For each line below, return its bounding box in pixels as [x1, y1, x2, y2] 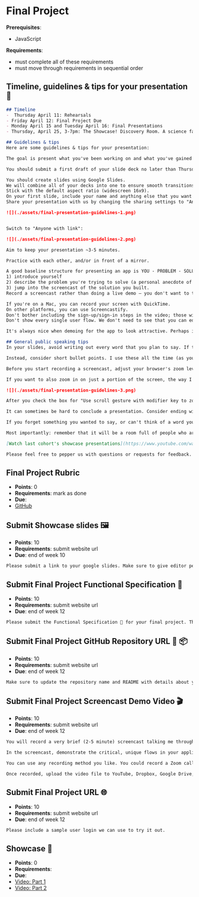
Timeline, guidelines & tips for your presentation [6, 82, 188, 92]
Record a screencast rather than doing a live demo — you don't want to [6, 290, 190, 296]
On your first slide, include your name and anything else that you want [6, 194, 192, 200]
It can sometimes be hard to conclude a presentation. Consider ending [6, 409, 187, 415]
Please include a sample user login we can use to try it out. [6, 827, 166, 833]
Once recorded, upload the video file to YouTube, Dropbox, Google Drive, [6, 771, 195, 777]
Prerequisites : [6, 24, 41, 31]
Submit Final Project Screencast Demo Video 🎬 [6, 696, 184, 706]
